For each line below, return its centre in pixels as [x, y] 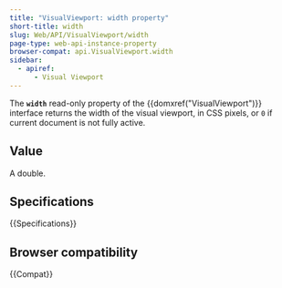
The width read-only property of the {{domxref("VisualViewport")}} [136, 103]
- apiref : [36, 69]
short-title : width [47, 26]
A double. [27, 173]
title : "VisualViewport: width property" [89, 18]
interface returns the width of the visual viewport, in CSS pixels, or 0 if [141, 113]
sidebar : [26, 60]
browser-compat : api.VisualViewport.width [91, 52]
